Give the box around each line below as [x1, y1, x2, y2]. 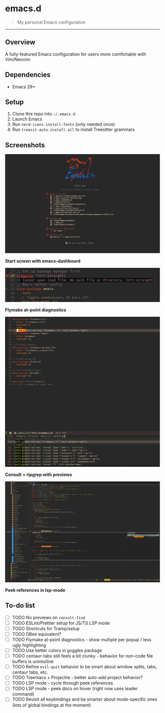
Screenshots [5, 141, 45, 149]
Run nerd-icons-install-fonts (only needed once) [12, 121, 115, 127]
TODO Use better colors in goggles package [12, 648, 102, 654]
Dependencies [5, 71, 51, 79]
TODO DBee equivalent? [12, 631, 62, 637]
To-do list [5, 601, 35, 610]
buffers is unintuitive [12, 658, 54, 664]
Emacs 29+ [12, 84, 36, 89]
